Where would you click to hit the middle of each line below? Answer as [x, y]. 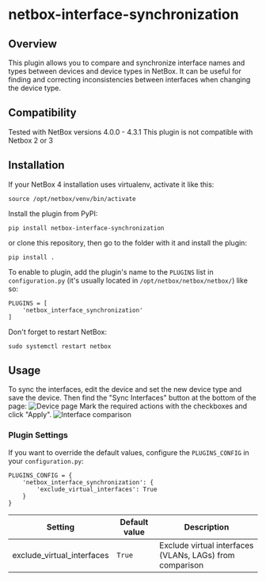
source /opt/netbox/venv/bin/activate [72, 199]
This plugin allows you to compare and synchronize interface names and [127, 63]
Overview [33, 44]
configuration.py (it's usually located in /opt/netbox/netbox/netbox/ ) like [128, 280]
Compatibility [42, 113]
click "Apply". [30, 415]
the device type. [35, 88]
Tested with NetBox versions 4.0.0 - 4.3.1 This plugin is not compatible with [131, 131]
